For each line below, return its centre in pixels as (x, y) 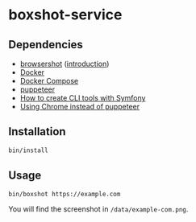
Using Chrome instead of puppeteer (79, 107)
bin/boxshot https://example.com (65, 194)
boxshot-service (65, 15)
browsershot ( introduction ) (65, 64)
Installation (37, 132)
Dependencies (46, 45)
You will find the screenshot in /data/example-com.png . (98, 209)
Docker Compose (49, 81)
